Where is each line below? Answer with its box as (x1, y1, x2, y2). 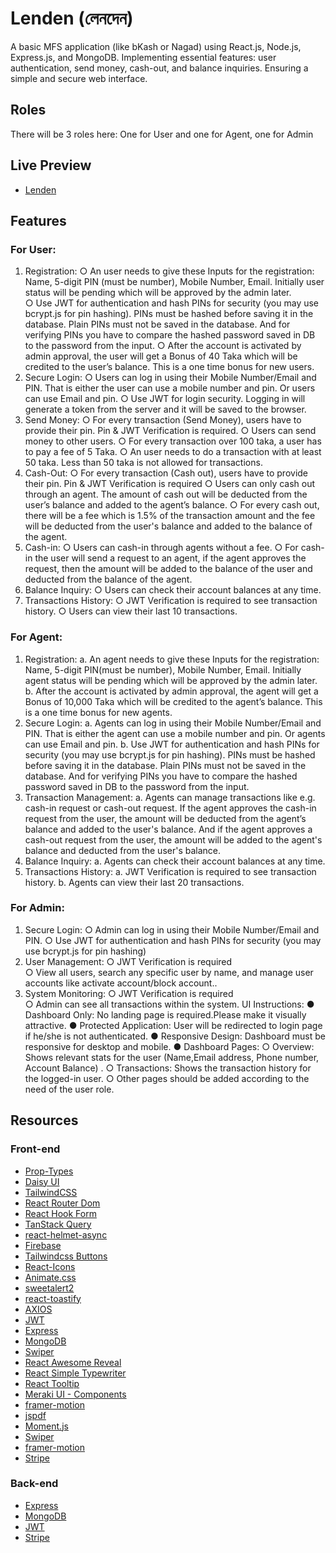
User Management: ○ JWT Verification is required (24, 955, 233, 967)
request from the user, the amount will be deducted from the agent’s (24, 812, 307, 824)
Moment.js (24, 1420, 69, 1432)
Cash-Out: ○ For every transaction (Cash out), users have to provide (24, 467, 309, 479)
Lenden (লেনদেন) (10, 7, 134, 30)
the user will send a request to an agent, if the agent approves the (34, 552, 307, 564)
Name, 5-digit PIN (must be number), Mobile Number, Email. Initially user (24, 276, 325, 288)
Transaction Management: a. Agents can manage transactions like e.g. (24, 791, 316, 803)
